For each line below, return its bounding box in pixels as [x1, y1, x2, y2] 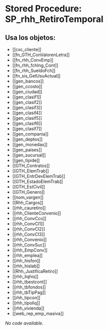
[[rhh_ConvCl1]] [12, 221, 44, 227]
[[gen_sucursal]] [12, 152, 46, 158]
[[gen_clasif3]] [12, 105, 42, 110]
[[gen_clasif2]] [12, 99, 42, 105]
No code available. [5, 320, 43, 326]
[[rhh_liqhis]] [12, 274, 38, 279]
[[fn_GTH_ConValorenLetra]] [12, 52, 70, 58]
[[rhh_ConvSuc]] [12, 242, 46, 247]
